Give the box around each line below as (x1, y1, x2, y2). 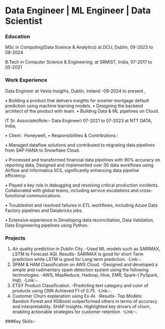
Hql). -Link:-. (12, 277, 38, 284)
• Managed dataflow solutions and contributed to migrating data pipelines (5, 142, 155, 148)
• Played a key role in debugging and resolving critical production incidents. (5, 182, 159, 188)
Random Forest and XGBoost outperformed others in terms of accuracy (12, 298, 158, 304)
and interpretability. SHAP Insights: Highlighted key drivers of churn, (12, 304, 151, 310)
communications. (26, 193, 62, 199)
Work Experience (5, 77, 48, 83)
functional (5, 193, 26, 199)
